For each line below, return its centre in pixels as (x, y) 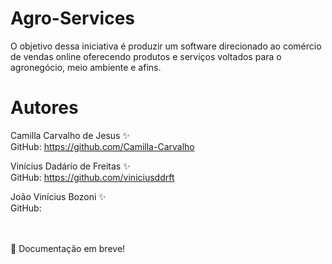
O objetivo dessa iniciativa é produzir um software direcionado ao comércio (166, 46)
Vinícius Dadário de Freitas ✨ (70, 166)
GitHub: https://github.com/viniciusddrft (92, 177)
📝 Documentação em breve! (68, 248)
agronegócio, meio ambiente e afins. (86, 67)
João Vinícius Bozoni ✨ (58, 196)
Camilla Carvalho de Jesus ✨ (70, 135)
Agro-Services (73, 18)
